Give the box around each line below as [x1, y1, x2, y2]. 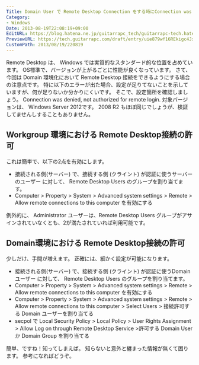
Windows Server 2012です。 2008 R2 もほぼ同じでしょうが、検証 [28, 103, 188, 110]
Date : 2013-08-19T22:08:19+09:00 [6, 25, 89, 31]
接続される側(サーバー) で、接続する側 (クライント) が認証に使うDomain [14, 268, 191, 275]
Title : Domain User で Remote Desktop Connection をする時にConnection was [6, 8, 192, 15]
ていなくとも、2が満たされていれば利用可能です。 [26, 219, 149, 226]
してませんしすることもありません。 [6, 110, 94, 118]
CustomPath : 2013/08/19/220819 [6, 42, 84, 48]
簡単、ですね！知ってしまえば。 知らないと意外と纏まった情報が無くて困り [6, 345, 189, 352]
